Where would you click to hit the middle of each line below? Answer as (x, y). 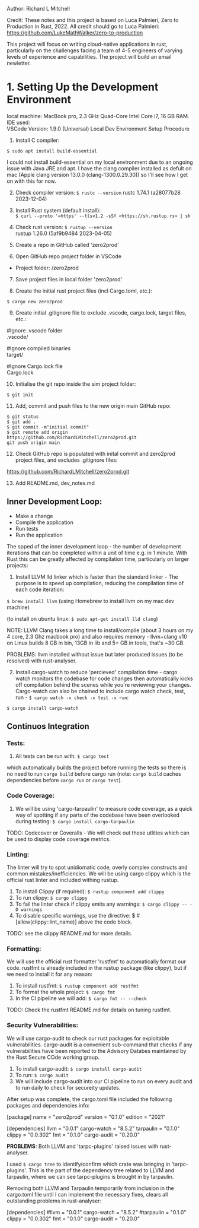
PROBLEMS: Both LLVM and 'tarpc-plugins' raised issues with (83, 1146)
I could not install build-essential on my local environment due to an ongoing (100, 162)
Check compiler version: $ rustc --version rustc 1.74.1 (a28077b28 (98, 192)
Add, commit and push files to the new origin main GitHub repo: (93, 405)
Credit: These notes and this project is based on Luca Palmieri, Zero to (93, 20)
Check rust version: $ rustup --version (64, 227)
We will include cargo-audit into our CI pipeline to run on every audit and (104, 1081)
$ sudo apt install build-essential (52, 151)
